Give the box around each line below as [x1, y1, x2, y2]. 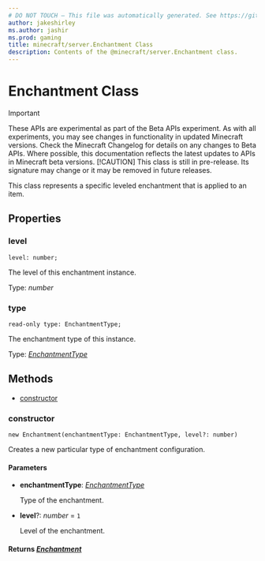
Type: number [8, 282, 54, 292]
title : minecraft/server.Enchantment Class [8, 41, 154, 49]
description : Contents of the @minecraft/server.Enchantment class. [8, 48, 238, 56]
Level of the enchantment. [19, 526, 105, 536]
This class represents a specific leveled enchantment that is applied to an [8, 181, 247, 190]
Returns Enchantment [8, 544, 82, 553]
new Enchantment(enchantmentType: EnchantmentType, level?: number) [8, 431, 238, 439]
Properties [8, 212, 62, 226]
